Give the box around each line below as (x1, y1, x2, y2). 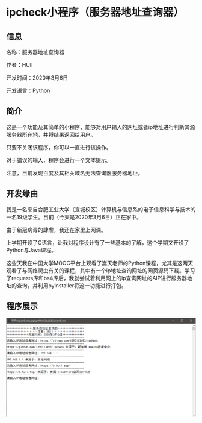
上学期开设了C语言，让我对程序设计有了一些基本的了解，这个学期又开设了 (6, 239, 189, 246)
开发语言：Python (6, 87, 50, 94)
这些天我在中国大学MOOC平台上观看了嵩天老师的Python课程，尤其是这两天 (6, 259, 194, 266)
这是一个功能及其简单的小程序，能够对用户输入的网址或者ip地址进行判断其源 (6, 123, 195, 130)
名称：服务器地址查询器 (6, 49, 64, 55)
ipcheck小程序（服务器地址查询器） (6, 5, 185, 19)
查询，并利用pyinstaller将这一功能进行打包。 (16, 281, 127, 289)
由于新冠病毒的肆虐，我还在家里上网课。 (6, 226, 106, 233)
